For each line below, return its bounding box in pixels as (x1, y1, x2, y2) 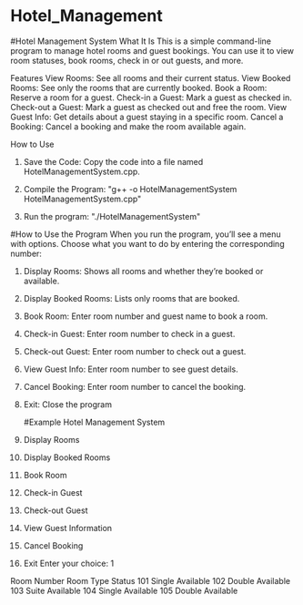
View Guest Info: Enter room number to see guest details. (23, 364, 239, 374)
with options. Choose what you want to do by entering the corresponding (10, 238, 285, 249)
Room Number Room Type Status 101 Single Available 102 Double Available (10, 575, 290, 586)
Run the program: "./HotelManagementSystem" (23, 210, 201, 221)
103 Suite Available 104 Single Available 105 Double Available (10, 585, 238, 596)
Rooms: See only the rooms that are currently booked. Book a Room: (10, 82, 268, 93)
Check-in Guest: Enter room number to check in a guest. (23, 328, 236, 339)
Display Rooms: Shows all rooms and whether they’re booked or (23, 265, 264, 276)
